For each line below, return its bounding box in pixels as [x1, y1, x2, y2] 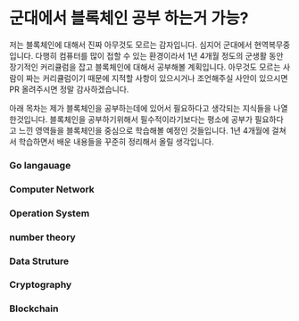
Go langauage [9, 159, 71, 171]
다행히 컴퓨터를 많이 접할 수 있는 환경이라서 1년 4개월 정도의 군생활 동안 [35, 50, 284, 61]
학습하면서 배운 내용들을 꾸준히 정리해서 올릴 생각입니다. [18, 136, 214, 147]
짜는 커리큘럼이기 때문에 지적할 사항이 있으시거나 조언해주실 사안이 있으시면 [25, 72, 288, 83]
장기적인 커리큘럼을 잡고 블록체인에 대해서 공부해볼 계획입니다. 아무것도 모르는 [9, 62, 281, 72]
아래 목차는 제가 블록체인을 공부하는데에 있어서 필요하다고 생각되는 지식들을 [9, 103, 272, 113]
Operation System [9, 207, 90, 219]
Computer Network [9, 183, 96, 195]
